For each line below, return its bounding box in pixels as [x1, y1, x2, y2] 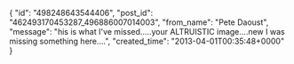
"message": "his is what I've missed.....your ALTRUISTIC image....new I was [9, 27, 286, 36]
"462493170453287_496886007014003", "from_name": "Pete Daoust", [9, 17, 269, 28]
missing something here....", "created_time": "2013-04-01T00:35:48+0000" [9, 36, 285, 46]
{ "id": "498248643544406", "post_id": [9, 8, 154, 18]
